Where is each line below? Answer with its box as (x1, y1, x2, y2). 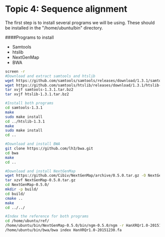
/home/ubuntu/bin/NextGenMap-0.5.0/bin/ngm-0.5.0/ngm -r (5, 223, 124, 228)
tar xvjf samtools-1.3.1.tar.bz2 (5, 87, 74, 92)
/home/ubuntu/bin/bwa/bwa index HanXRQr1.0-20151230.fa (5, 228, 122, 233)
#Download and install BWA (5, 141, 60, 147)
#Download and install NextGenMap (5, 168, 76, 174)
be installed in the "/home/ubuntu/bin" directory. (5, 25, 103, 30)
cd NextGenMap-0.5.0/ (5, 183, 50, 187)
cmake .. (5, 196, 23, 201)
